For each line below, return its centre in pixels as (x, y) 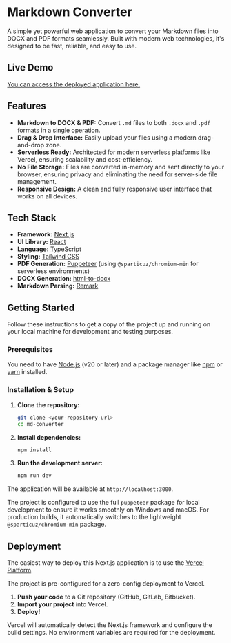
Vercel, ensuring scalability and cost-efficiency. (85, 159)
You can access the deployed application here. (74, 84)
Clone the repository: (48, 404)
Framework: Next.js (46, 234)
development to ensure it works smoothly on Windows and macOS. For (108, 510)
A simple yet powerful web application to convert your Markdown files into (113, 31)
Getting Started (41, 307)
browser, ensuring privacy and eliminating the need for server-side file (117, 174)
